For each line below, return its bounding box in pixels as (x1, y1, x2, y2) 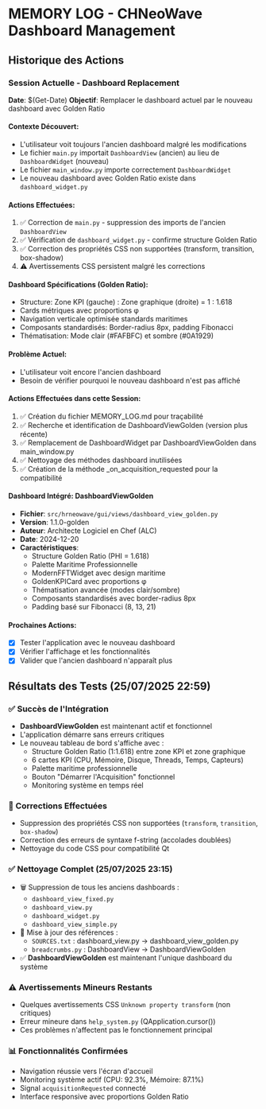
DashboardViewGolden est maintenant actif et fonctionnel (19, 722, 213, 731)
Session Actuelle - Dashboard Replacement (8, 77, 180, 88)
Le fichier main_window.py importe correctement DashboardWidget (19, 165, 232, 175)
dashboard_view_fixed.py (31, 895, 114, 903)
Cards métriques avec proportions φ (19, 305, 139, 315)
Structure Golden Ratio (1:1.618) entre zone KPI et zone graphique (31, 747, 246, 757)
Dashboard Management (8, 21, 176, 40)
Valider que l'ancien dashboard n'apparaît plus (19, 656, 173, 665)
